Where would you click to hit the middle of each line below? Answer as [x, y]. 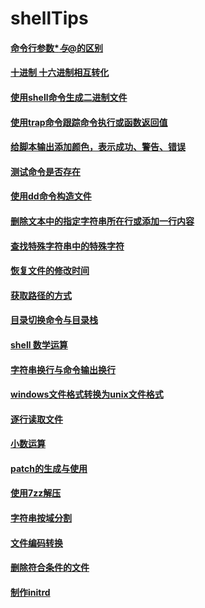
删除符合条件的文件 [50, 568]
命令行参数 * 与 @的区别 [57, 48]
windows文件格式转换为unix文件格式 [87, 394]
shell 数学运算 [39, 344]
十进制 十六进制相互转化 [60, 73]
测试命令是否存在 [45, 171]
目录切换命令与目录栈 [54, 320]
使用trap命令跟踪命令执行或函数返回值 [89, 122]
